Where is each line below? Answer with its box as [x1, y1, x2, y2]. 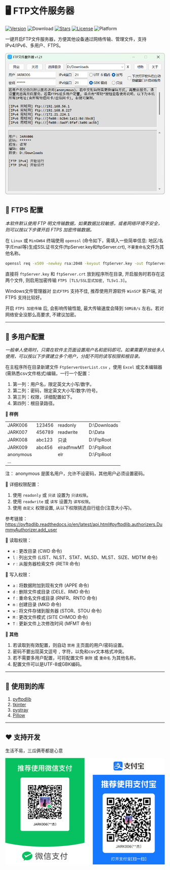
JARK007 [7, 429, 28, 435]
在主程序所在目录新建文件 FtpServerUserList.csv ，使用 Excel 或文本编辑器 [5, 364, 162, 370]
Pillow [12, 712, 25, 718]
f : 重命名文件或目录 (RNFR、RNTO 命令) [12, 595, 98, 601]
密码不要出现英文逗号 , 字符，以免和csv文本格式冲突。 [12, 648, 127, 654]
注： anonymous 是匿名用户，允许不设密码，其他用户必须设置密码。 [5, 470, 148, 476]
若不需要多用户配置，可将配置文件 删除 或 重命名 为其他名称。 [12, 654, 139, 661]
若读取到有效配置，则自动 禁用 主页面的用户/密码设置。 [12, 642, 126, 648]
